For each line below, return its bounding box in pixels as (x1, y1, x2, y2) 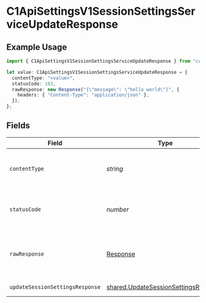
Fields (6, 120, 31, 131)
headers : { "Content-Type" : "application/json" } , (17, 92, 150, 98)
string (106, 164, 124, 173)
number (106, 205, 129, 213)
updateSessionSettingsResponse (9, 283, 101, 290)
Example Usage (6, 42, 67, 52)
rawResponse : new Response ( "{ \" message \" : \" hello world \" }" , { (12, 86, 180, 93)
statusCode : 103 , (12, 81, 56, 87)
